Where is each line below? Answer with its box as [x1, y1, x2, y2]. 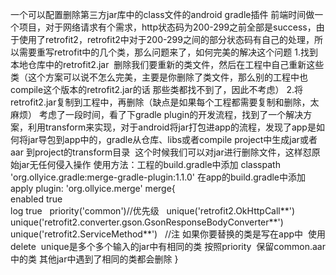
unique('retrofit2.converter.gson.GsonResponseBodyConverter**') [10, 216, 284, 228]
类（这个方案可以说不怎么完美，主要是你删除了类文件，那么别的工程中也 [10, 71, 308, 83]
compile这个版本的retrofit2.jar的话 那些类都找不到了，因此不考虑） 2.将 [10, 84, 304, 95]
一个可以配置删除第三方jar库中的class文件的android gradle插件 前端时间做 [10, 9, 315, 20]
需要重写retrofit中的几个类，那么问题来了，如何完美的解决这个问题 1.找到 [18, 46, 319, 58]
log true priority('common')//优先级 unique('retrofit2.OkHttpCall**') [10, 205, 296, 217]
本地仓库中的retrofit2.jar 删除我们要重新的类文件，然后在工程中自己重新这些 [10, 59, 325, 70]
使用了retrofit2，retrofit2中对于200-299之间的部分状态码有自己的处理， [18, 34, 315, 45]
